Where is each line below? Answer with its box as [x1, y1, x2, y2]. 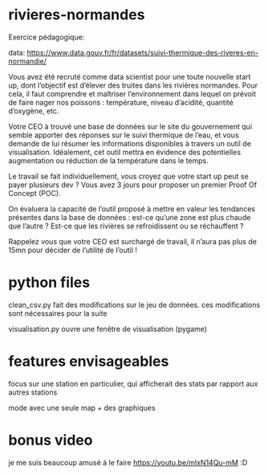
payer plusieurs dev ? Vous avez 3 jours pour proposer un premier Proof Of [8, 179, 258, 190]
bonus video [8, 432, 93, 449]
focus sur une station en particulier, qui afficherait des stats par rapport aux [8, 379, 258, 388]
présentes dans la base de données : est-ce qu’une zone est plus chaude [8, 212, 251, 222]
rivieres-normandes [8, 6, 145, 24]
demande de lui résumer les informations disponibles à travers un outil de [8, 138, 251, 148]
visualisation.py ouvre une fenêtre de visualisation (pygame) [8, 324, 207, 334]
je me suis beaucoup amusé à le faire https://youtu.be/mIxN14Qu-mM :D [8, 457, 248, 467]
